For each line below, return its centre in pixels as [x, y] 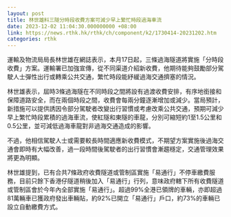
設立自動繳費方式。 [34, 207]
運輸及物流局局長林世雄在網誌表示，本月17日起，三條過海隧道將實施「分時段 [115, 60]
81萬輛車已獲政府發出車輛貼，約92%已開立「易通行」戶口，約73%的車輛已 [114, 198]
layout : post [26, 13]
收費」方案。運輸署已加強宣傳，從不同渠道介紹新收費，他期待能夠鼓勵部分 [112, 68]
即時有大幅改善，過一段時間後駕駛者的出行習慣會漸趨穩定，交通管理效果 [121, 149]
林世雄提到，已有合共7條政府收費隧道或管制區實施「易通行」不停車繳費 [108, 172]
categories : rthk [32, 39]
